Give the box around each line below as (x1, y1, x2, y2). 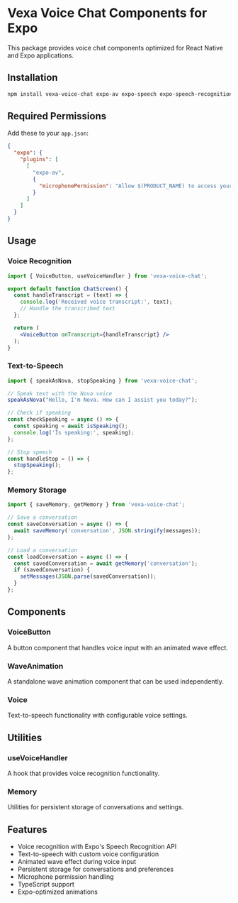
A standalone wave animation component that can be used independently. (7, 677, 225, 686)
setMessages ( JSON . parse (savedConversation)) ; (20, 573, 157, 580)
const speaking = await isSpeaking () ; (13, 422, 129, 430)
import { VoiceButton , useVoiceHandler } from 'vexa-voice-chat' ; (7, 272, 208, 280)
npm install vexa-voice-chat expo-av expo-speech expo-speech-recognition (7, 90, 233, 97)
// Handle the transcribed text (20, 305, 115, 312)
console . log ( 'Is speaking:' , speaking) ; (13, 429, 135, 436)
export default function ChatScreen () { (7, 285, 129, 292)
